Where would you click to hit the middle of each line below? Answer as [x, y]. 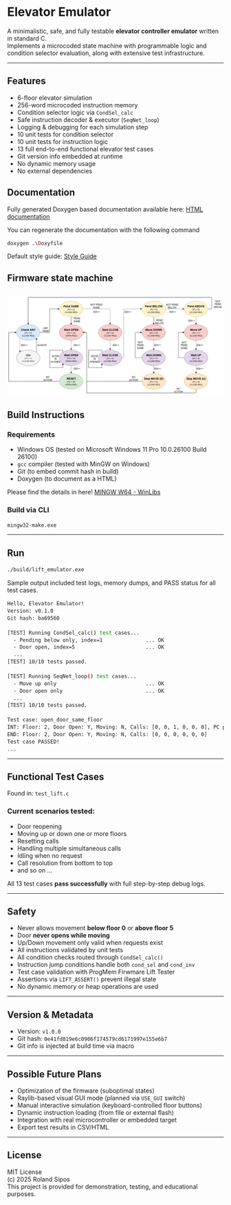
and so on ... [35, 870]
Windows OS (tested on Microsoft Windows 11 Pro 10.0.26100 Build [112, 450]
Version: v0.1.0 [30, 611]
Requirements [31, 434]
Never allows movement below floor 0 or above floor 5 [95, 928]
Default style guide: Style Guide [52, 256]
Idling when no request [49, 855]
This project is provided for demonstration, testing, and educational [102, 1186]
